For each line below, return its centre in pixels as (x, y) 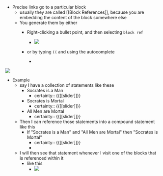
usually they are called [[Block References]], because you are (82, 12)
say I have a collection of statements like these (67, 85)
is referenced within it (41, 158)
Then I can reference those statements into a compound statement (87, 122)
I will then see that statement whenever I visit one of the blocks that (88, 153)
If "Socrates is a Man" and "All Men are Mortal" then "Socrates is (92, 132)
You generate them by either (48, 23)
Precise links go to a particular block (49, 7)
